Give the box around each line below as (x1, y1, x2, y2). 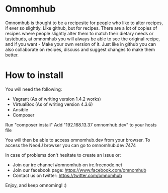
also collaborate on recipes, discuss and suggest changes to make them (5, 46, 155, 52)
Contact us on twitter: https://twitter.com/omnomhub (12, 172, 122, 178)
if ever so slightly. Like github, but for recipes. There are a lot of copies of (5, 25, 157, 31)
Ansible (12, 106, 29, 112)
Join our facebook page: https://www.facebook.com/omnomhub (12, 167, 147, 173)
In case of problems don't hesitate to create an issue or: (5, 152, 121, 158)
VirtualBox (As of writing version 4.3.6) (12, 101, 93, 107)
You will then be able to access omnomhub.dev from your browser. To (5, 137, 150, 143)
